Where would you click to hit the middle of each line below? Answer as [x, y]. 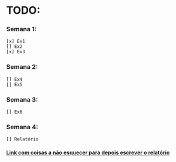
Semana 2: [22, 67]
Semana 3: [22, 99]
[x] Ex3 [16, 52]
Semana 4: [22, 127]
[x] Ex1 [16, 42]
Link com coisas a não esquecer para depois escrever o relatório [88, 152]
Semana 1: [22, 29]
